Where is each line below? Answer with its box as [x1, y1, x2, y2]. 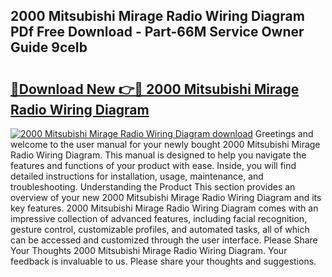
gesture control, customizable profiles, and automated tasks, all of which [10, 224, 310, 235]
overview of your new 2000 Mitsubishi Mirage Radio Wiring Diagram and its [10, 192, 322, 203]
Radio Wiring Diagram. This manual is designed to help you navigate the [10, 149, 307, 161]
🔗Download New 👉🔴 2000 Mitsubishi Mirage [10, 80, 300, 98]
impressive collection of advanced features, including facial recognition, [10, 213, 308, 224]
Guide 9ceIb [10, 39, 88, 56]
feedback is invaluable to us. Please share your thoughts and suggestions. [10, 255, 317, 267]
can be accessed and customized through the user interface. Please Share [10, 234, 318, 246]
